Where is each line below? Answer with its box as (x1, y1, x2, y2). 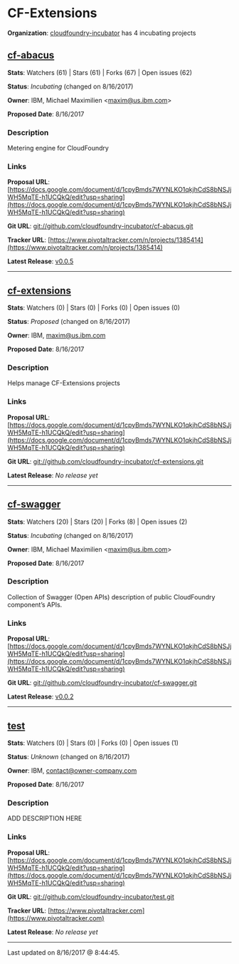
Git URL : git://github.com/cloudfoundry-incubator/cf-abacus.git (7, 222, 193, 230)
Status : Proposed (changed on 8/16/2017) (7, 318, 130, 326)
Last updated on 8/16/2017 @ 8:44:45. (7, 948, 120, 957)
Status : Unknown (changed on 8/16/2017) (7, 752, 130, 761)
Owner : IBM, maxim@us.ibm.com (7, 331, 106, 340)
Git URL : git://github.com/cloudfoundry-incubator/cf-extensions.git (7, 457, 204, 465)
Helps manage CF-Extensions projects (7, 379, 121, 387)
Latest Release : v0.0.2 (7, 692, 74, 701)
